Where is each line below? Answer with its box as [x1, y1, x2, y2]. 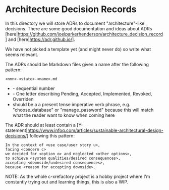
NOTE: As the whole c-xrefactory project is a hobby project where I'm [5, 173, 150, 179]
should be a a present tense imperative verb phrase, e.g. [12, 101, 131, 107]
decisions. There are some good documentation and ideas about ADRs [5, 25, 152, 31]
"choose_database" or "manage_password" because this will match [12, 107, 154, 113]
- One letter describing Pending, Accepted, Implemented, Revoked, [12, 90, 152, 97]
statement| [5, 127, 28, 133]
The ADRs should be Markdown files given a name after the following [5, 61, 149, 67]
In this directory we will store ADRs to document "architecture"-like [5, 20, 145, 26]
